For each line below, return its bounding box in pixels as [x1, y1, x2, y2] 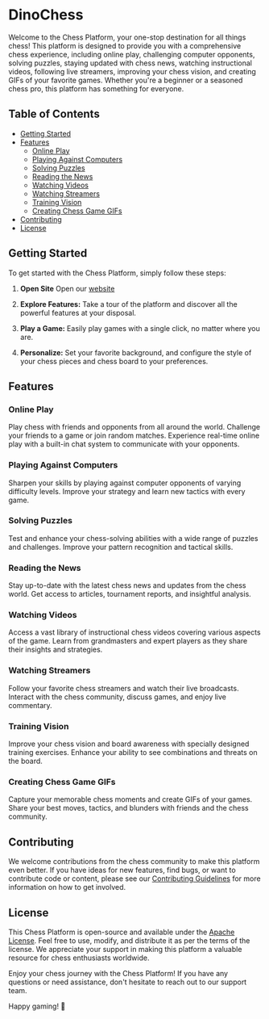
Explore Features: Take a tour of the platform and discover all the [19, 299, 238, 308]
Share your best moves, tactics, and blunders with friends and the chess [8, 803, 249, 813]
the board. [8, 757, 43, 766]
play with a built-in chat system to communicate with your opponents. [8, 439, 240, 449]
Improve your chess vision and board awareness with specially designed [8, 739, 250, 749]
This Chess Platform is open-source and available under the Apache [8, 927, 235, 937]
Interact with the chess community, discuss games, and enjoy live [8, 692, 227, 702]
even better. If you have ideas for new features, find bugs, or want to [8, 866, 236, 875]
